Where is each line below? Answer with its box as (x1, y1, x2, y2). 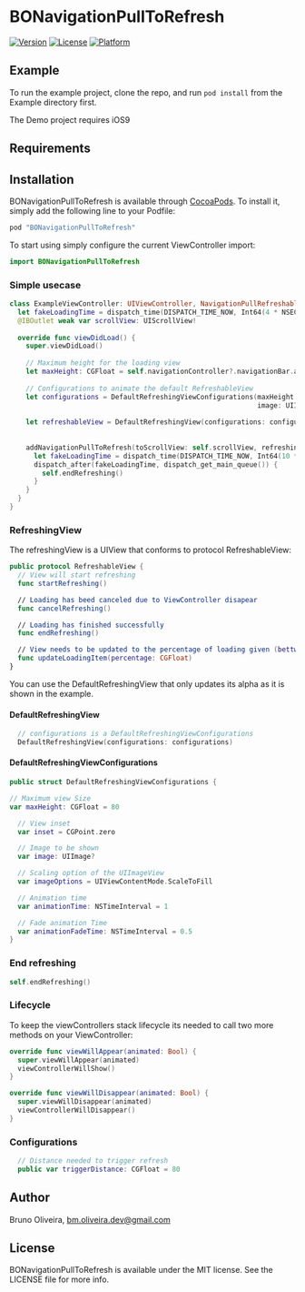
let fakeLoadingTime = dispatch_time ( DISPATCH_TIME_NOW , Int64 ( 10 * (33, 451, 299, 460)
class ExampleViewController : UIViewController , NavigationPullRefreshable (9, 299, 302, 308)
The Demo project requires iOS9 (9, 114, 131, 125)
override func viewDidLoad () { (17, 333, 136, 342)
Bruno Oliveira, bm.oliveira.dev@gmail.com (9, 1214, 171, 1225)
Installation (9, 171, 74, 187)
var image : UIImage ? (17, 853, 95, 862)
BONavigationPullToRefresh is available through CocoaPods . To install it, (9, 196, 280, 207)
